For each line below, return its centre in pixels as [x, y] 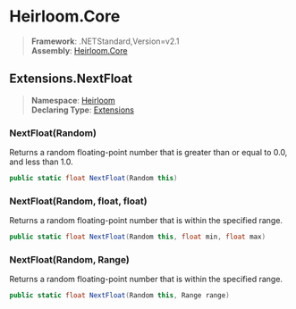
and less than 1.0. [41, 162]
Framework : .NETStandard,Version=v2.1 [105, 41]
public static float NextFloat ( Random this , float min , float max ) [138, 237]
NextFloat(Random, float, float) [78, 201]
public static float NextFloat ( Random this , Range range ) [119, 296]
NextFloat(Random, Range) [69, 260]
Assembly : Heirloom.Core [79, 50]
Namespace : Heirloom [73, 100]
